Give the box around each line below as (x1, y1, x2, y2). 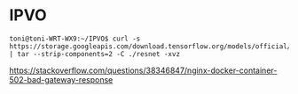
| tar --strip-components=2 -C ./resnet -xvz (9, 49, 180, 58)
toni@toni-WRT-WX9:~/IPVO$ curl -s (9, 34, 141, 43)
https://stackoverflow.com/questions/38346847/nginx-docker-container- (9, 65, 278, 76)
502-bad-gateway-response (9, 74, 114, 84)
